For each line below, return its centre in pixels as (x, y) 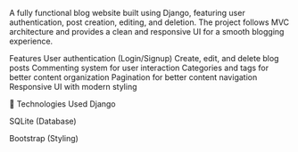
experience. (31, 41)
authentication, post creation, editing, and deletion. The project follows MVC (149, 22)
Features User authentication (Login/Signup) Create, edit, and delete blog (144, 58)
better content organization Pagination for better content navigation (133, 77)
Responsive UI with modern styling (73, 87)
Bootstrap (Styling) (44, 138)
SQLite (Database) (43, 121)
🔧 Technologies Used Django (62, 104)
